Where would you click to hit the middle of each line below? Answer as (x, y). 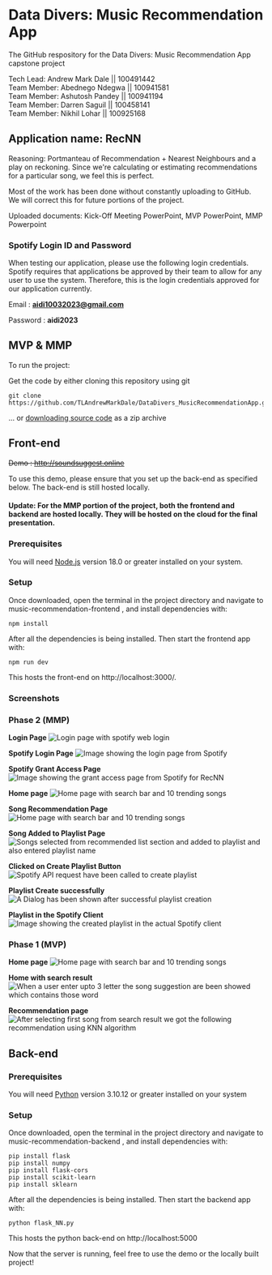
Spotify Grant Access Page (55, 769)
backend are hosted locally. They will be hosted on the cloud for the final (133, 514)
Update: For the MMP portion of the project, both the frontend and (121, 506)
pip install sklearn (43, 1185)
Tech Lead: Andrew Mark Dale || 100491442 (82, 79)
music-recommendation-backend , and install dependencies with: (118, 1141)
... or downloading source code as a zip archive (87, 417)
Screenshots (34, 698)
